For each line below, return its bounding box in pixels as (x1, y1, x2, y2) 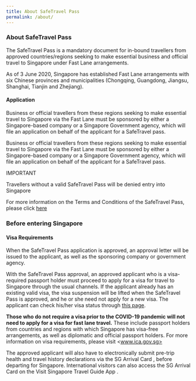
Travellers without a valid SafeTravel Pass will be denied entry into (6, 181, 166, 188)
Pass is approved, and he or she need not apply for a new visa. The (6, 295, 169, 302)
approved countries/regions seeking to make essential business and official (6, 53, 188, 60)
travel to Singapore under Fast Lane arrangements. (6, 59, 129, 66)
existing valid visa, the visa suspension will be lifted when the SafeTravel (6, 290, 181, 297)
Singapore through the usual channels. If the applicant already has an (6, 283, 174, 290)
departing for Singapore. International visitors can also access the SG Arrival (6, 362, 191, 369)
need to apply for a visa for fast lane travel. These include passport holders (6, 319, 190, 326)
